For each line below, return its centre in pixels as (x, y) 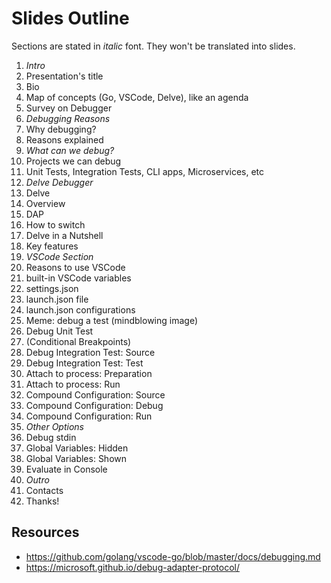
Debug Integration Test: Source (90, 352)
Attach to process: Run (73, 384)
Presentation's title (64, 76)
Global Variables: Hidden (77, 448)
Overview (45, 203)
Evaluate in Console (66, 469)
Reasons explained (64, 139)
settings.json (52, 288)
